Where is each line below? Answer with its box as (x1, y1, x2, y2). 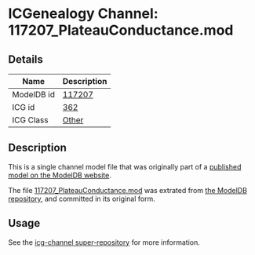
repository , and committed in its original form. (8, 194, 155, 203)
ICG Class (12, 115, 49, 126)
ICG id (12, 102, 35, 112)
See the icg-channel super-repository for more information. (8, 237, 200, 247)
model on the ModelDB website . (8, 170, 112, 180)
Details (8, 53, 43, 66)
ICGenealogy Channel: (8, 5, 158, 23)
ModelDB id (12, 89, 56, 100)
